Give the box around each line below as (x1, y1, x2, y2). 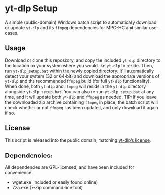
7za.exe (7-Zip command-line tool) (12, 185, 83, 191)
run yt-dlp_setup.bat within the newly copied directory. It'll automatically (5, 68, 154, 74)
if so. (5, 110, 16, 116)
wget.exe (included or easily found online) (12, 179, 98, 185)
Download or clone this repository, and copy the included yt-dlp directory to (5, 57, 161, 63)
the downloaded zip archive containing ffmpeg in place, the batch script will (5, 99, 158, 105)
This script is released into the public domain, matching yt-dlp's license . (5, 137, 151, 143)
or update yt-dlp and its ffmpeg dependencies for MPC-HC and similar (5, 24, 148, 30)
